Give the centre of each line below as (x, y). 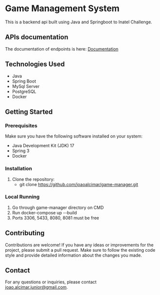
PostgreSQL (24, 91)
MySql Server (26, 86)
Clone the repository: (33, 179)
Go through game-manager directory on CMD (58, 208)
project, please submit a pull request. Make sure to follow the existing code (80, 250)
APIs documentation (37, 37)
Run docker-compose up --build (44, 212)
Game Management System (62, 9)
